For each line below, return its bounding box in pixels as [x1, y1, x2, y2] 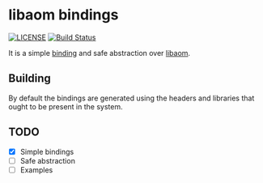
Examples [19, 164, 53, 175]
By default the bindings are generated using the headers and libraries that [8, 93, 255, 103]
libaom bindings [8, 6, 119, 24]
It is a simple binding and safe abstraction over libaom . [8, 48, 191, 57]
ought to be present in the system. [8, 101, 123, 111]
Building [8, 71, 51, 86]
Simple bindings [19, 147, 74, 156]
